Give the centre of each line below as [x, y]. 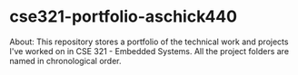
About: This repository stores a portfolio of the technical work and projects [149, 42]
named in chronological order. [65, 61]
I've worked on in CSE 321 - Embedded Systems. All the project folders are [149, 51]
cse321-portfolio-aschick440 [124, 17]
